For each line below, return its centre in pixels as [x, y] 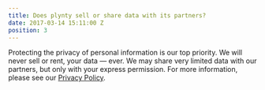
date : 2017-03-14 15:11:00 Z [56, 23]
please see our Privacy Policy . [57, 78]
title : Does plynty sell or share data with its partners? [107, 15]
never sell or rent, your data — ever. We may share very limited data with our [132, 61]
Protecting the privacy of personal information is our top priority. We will [125, 53]
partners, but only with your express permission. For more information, [123, 69]
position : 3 [28, 30]
